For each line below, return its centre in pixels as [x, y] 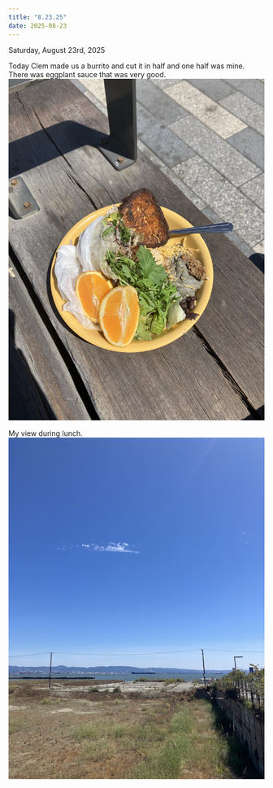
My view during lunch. [45, 433]
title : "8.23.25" [38, 17]
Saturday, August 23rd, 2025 [57, 50]
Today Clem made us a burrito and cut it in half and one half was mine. [127, 66]
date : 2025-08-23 [38, 26]
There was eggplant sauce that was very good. [87, 74]
